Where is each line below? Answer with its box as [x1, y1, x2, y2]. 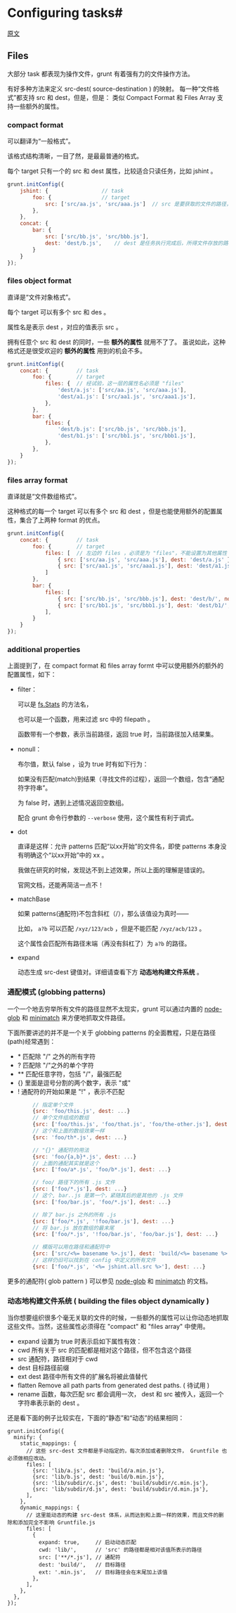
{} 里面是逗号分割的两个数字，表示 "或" [17, 1078, 131, 1087]
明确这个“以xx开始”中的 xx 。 [23, 851, 108, 860]
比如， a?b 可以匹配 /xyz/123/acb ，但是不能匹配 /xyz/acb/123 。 [17, 924, 206, 933]
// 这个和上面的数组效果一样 [32, 1128, 105, 1135]
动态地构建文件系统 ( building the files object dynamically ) [7, 1296, 209, 1306]
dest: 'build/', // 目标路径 [38, 1562, 126, 1569]
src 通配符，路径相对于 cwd [17, 1355, 98, 1363]
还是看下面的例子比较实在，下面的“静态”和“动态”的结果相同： [7, 1414, 185, 1422]
